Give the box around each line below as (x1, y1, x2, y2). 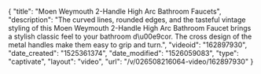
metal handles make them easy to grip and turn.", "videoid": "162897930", (8, 40, 248, 50)
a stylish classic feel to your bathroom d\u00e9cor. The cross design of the (8, 31, 252, 41)
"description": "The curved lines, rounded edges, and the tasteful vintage (8, 15, 246, 24)
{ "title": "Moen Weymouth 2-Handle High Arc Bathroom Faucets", (8, 7, 222, 16)
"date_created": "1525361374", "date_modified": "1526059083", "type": (8, 49, 240, 57)
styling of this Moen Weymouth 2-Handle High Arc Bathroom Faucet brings (8, 24, 252, 32)
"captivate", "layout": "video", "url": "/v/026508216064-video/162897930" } (8, 57, 254, 66)
